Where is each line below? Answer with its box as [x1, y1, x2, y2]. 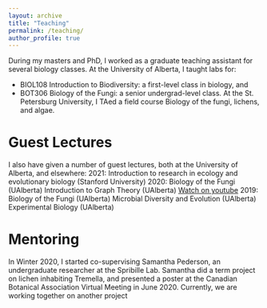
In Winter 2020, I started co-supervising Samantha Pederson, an [8, 257, 221, 266]
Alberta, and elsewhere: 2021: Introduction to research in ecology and [8, 169, 238, 178]
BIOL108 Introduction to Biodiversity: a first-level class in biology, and [19, 80, 249, 90]
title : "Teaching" [8, 19, 70, 27]
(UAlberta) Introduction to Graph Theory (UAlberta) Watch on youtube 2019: [8, 186, 258, 195]
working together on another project [8, 291, 128, 301]
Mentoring [8, 230, 80, 249]
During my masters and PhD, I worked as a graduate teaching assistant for [8, 56, 253, 66]
